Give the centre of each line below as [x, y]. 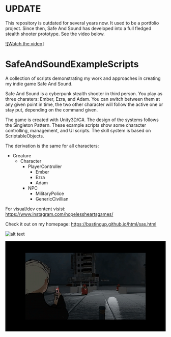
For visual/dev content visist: [35, 209]
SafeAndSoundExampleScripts [72, 64]
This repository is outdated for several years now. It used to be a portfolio [82, 23]
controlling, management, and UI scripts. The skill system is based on [78, 130]
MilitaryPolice [50, 193]
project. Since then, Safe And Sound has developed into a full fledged [78, 28]
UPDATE [23, 9]
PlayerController [45, 166]
